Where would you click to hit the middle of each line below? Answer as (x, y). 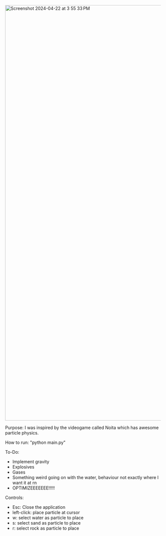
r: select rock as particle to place (46, 528)
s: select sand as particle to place (46, 523)
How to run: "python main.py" (35, 442)
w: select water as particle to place (48, 518)
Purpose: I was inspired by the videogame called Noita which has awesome (82, 428)
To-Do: (12, 452)
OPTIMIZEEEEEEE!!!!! (34, 488)
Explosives (23, 467)
